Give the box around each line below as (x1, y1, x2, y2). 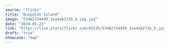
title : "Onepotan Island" (5, 12, 59, 17)
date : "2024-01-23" (5, 21, 46, 26)
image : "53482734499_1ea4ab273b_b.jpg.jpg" (5, 16, 98, 21)
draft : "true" (5, 30, 35, 35)
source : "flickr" (5, 7, 42, 12)
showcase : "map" (5, 35, 39, 40)
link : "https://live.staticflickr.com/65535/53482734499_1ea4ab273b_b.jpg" (5, 26, 167, 31)
